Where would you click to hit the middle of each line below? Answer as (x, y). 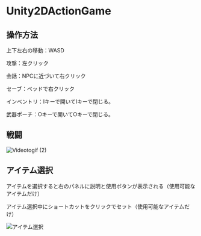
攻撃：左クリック (27, 63)
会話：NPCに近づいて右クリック (46, 76)
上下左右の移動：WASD (35, 50)
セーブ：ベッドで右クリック (41, 89)
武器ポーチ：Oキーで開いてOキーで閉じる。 (60, 114)
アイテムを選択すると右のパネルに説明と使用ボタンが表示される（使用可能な (101, 186)
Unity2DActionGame (59, 11)
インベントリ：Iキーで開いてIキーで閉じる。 (60, 101)
